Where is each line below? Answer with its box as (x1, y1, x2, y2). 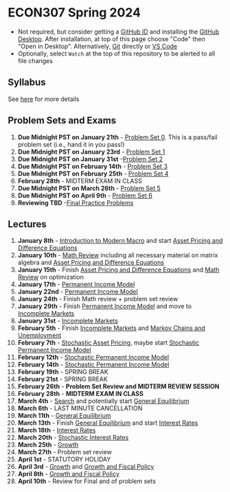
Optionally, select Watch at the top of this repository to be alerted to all (17, 49, 216, 58)
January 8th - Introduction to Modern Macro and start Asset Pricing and (17, 237, 223, 245)
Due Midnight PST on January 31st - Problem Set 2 (17, 154, 163, 163)
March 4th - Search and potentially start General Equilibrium (17, 397, 189, 406)
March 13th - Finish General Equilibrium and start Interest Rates (17, 419, 198, 427)
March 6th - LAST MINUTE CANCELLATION (17, 404, 143, 412)
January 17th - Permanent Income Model (17, 280, 135, 289)
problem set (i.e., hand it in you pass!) (17, 140, 126, 148)
